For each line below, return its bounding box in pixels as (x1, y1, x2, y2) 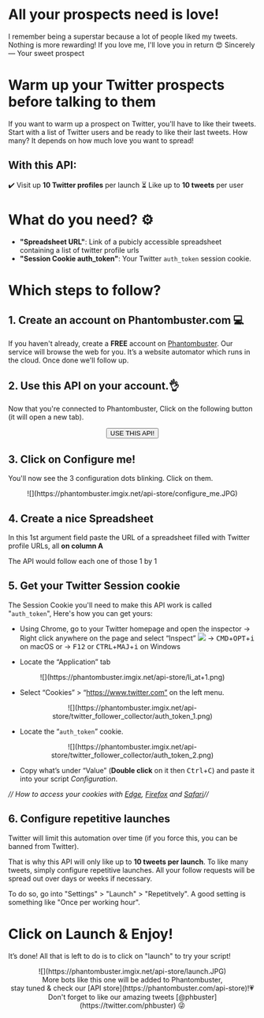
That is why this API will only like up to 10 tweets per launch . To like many (8, 857, 248, 866)
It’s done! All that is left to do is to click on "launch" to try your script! (8, 951, 231, 960)
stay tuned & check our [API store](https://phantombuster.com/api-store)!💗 (10, 983, 255, 993)
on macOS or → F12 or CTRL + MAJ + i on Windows (19, 641, 181, 651)
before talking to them (8, 93, 156, 111)
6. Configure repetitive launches (8, 812, 171, 826)
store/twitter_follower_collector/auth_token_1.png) (52, 711, 213, 720)
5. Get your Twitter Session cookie (8, 579, 180, 593)
